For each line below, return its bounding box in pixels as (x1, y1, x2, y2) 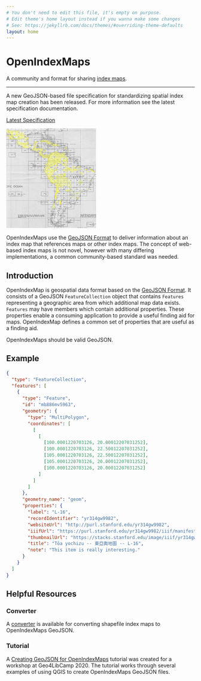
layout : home (6, 29, 39, 35)
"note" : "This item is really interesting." (28, 547, 141, 553)
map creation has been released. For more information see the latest (6, 99, 175, 106)
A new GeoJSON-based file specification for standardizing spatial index (6, 92, 184, 99)
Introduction (6, 270, 54, 281)
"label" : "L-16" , (28, 509, 71, 515)
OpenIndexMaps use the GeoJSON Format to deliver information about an (6, 234, 188, 241)
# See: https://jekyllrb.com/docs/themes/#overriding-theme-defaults (6, 22, 184, 28)
